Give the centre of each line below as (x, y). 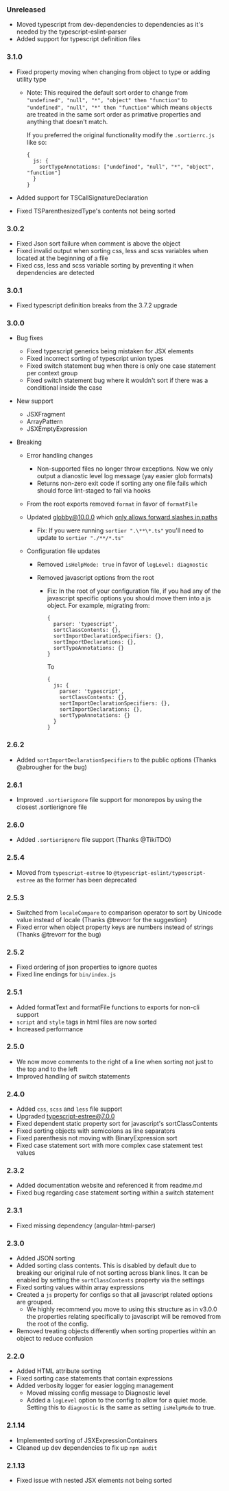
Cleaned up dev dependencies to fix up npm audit (87, 1447)
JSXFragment (46, 414)
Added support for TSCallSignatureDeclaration (82, 198)
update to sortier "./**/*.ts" (81, 538)
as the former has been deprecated (87, 880)
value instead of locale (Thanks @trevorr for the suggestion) (101, 919)
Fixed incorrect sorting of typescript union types (95, 359)
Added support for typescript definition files (79, 39)
